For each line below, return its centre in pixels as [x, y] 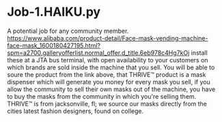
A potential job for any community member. [68, 31]
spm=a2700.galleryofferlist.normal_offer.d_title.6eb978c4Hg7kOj [98, 53]
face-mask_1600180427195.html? [54, 45]
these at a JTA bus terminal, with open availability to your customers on [108, 60]
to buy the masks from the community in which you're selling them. [102, 96]
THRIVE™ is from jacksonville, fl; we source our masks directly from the [107, 103]
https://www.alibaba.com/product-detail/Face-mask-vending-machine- [108, 38]
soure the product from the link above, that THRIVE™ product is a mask [107, 74]
